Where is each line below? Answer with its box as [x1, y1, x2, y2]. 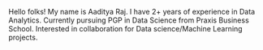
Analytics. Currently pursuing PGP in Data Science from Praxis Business [8, 15, 249, 25]
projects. [8, 32, 38, 42]
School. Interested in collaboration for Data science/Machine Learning [8, 24, 243, 33]
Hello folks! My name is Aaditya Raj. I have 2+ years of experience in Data [8, 7, 256, 16]
